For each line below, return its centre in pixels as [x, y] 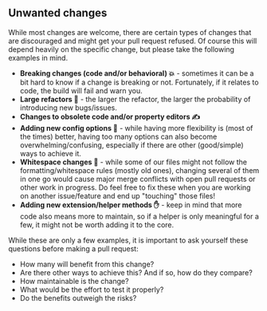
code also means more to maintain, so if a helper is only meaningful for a [139, 216]
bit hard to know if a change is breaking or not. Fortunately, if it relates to [139, 82]
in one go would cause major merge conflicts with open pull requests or [137, 179]
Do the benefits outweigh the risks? [78, 297]
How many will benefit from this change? [87, 264]
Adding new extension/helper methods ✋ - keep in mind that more [131, 205]
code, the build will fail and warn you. [81, 90]
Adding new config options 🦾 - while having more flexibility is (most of [136, 128]
